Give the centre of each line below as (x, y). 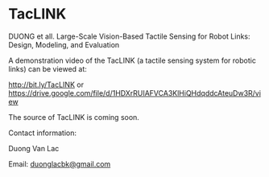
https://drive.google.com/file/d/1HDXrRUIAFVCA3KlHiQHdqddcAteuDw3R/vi (135, 93)
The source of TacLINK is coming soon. (74, 117)
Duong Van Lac (34, 148)
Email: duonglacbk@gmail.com (60, 164)
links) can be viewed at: (48, 68)
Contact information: (43, 133)
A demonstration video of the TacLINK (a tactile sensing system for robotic (132, 60)
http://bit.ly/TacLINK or (46, 84)
